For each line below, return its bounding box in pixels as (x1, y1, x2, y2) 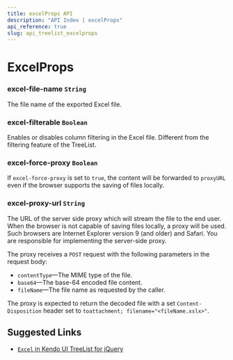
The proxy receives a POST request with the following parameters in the (7, 249, 210, 258)
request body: (7, 257, 47, 265)
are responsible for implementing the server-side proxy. (7, 236, 167, 245)
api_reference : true (7, 23, 67, 30)
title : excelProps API (7, 10, 73, 17)
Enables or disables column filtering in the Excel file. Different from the (7, 133, 209, 142)
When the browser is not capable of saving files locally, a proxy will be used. (7, 222, 227, 230)
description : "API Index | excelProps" (7, 17, 123, 24)
